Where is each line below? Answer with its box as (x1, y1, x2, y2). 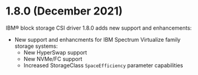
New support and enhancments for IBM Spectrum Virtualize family (14, 36, 181, 43)
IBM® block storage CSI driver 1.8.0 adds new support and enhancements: (5, 24, 192, 31)
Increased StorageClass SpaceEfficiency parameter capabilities (23, 62, 183, 69)
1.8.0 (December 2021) (5, 4, 123, 18)
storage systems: (14, 42, 58, 50)
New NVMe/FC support (23, 55, 83, 62)
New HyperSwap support (23, 48, 87, 56)
